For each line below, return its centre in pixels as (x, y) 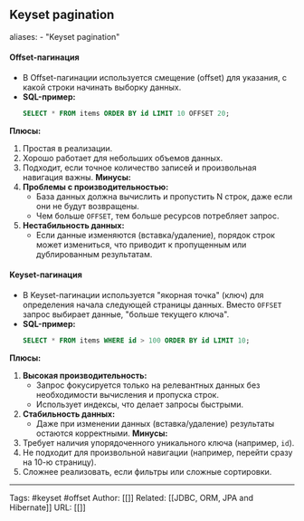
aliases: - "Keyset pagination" (65, 36)
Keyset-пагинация (46, 275)
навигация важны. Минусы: (76, 177)
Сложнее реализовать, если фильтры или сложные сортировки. (147, 471)
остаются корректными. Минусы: (102, 433)
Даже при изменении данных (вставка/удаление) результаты (155, 423)
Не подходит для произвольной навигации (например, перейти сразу (157, 452)
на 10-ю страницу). (59, 462)
